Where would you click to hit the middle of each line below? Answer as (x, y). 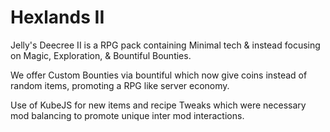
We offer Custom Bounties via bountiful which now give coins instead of (159, 75)
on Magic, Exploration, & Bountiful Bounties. (101, 55)
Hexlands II (57, 17)
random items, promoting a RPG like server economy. (120, 85)
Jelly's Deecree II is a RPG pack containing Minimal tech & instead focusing (165, 45)
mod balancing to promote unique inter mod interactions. (127, 115)
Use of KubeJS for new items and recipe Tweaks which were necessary (158, 105)
